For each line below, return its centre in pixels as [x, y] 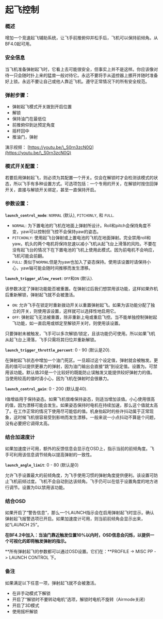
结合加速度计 [20, 437]
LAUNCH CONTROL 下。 [34, 558]
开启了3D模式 [26, 605]
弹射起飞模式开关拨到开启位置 [42, 107]
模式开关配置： [23, 166]
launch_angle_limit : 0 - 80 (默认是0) [42, 465]
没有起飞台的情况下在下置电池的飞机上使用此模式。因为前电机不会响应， [84, 250]
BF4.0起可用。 [19, 44]
